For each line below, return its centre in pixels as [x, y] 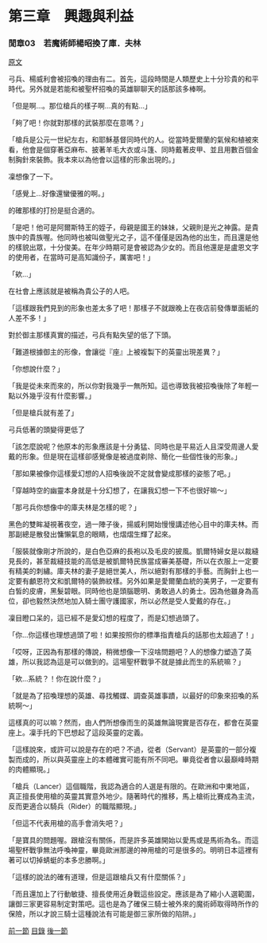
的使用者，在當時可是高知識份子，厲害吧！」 [81, 257]
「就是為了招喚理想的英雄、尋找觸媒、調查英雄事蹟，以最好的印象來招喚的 [130, 696]
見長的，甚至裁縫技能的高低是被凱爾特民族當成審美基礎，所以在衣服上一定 [130, 561]
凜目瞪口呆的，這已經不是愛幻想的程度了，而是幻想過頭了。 [106, 618]
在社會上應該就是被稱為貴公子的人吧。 [71, 291]
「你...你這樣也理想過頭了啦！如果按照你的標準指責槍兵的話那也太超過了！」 [133, 635]
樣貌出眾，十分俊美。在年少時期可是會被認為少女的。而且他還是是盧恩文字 [137, 247]
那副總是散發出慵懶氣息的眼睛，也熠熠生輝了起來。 [92, 534]
